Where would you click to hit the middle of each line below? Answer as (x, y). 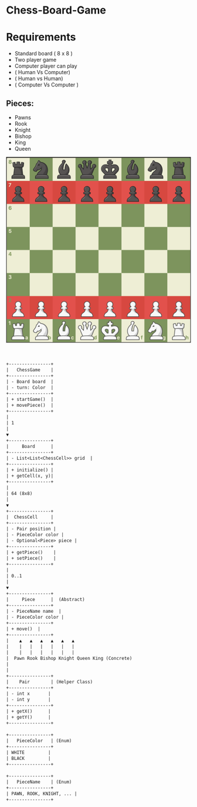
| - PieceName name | (34, 611)
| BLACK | (28, 758)
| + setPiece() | (31, 558)
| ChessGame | (30, 370)
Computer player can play (46, 66)
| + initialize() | (30, 470)
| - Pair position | (31, 529)
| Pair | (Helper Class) (50, 682)
